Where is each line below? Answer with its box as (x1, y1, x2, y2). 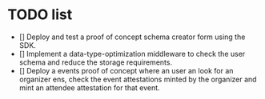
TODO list (7, 6, 73, 24)
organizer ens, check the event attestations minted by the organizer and (18, 74, 257, 84)
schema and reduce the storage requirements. (18, 57, 173, 67)
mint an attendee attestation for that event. (18, 82, 161, 93)
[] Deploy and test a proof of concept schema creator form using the (18, 32, 246, 42)
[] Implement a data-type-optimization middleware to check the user (18, 49, 246, 58)
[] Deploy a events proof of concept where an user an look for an (18, 65, 234, 75)
